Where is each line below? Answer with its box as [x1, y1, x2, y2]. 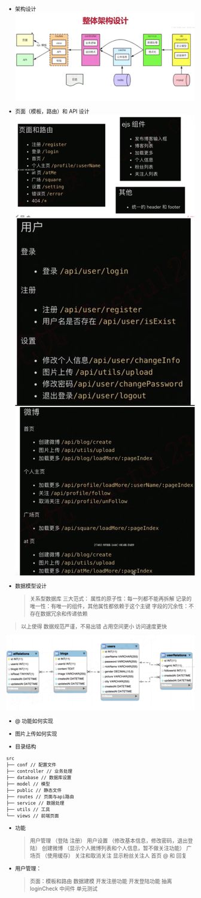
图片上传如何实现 [14, 730, 57, 737]
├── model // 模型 [6, 781, 50, 788]
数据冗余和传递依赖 [40, 610, 88, 617]
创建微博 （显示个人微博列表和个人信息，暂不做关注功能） [41, 845, 185, 852]
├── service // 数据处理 [6, 800, 65, 806]
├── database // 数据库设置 [6, 775, 72, 781]
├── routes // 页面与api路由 [6, 794, 75, 800]
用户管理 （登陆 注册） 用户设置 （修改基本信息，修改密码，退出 [29, 837, 188, 845]
